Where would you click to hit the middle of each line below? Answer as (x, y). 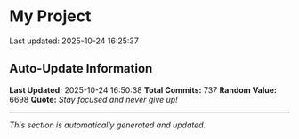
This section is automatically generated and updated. (108, 125)
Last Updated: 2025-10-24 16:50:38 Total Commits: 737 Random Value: (143, 89)
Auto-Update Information (81, 69)
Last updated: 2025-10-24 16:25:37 (74, 41)
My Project (50, 16)
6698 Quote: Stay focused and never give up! (93, 99)
